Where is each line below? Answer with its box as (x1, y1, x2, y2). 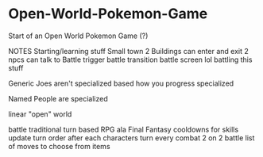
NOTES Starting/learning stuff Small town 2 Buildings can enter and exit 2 (8, 46, 249, 56)
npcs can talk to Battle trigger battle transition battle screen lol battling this (8, 55, 253, 64)
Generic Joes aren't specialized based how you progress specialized (8, 78, 234, 88)
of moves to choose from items (8, 141, 110, 151)
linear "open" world (8, 109, 72, 119)
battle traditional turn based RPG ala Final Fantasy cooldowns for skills (8, 124, 239, 134)
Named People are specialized (8, 94, 109, 103)
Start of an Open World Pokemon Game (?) (8, 31, 149, 40)
